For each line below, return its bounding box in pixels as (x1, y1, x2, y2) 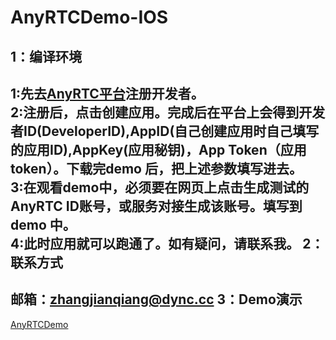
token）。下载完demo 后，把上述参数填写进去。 (10, 160, 303, 177)
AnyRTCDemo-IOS (10, 6, 169, 29)
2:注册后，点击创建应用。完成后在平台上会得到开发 (10, 104, 326, 121)
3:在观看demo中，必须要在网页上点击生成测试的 (10, 179, 310, 196)
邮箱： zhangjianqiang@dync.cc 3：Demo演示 (10, 291, 303, 308)
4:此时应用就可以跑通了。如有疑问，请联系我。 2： (10, 235, 325, 252)
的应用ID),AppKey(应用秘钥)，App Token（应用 (10, 141, 307, 158)
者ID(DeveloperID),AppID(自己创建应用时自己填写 (10, 122, 320, 140)
